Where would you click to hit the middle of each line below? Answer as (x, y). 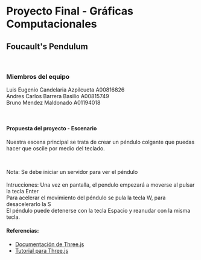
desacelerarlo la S (29, 204)
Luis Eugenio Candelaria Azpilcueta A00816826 (65, 90)
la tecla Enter (23, 191)
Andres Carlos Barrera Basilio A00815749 (58, 96)
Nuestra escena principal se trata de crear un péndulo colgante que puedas (101, 142)
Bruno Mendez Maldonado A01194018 (53, 103)
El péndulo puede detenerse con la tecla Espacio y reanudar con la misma (98, 210)
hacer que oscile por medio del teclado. (56, 148)
